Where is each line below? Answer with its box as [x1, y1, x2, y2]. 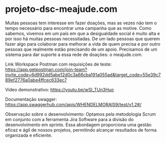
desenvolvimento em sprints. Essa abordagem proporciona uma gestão [5, 122, 152, 128]
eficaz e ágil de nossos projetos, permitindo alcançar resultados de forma [5, 127, 157, 133]
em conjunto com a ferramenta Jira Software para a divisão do [5, 116, 134, 122]
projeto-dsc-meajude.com [5, 3, 118, 15]
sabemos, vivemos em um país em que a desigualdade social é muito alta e [5, 30, 161, 36]
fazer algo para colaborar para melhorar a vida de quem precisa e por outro [5, 41, 161, 47]
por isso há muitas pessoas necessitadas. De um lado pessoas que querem [5, 36, 161, 42]
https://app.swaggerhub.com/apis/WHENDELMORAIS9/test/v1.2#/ [5, 101, 142, 107]
